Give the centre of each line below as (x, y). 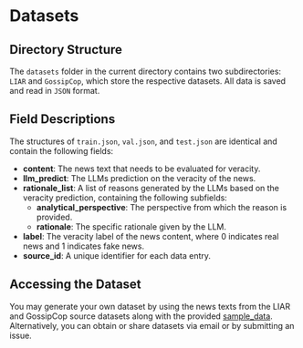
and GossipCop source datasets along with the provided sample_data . (141, 316)
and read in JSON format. (55, 91)
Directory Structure (66, 50)
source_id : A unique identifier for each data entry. (117, 255)
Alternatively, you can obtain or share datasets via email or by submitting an (152, 325)
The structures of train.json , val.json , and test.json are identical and (144, 141)
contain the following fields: (62, 150)
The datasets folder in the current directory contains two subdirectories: (145, 71)
